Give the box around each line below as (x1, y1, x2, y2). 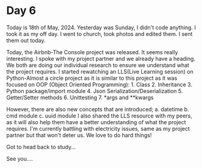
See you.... (6, 155, 33, 162)
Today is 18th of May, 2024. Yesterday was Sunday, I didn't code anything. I (6, 24, 196, 31)
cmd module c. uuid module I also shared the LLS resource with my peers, (6, 112, 193, 119)
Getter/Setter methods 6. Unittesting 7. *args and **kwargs (6, 94, 154, 101)
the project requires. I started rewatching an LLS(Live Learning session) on (6, 68, 193, 75)
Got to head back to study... (6, 143, 76, 150)
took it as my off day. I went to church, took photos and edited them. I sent (6, 30, 193, 37)
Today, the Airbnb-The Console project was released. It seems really (6, 48, 178, 55)
